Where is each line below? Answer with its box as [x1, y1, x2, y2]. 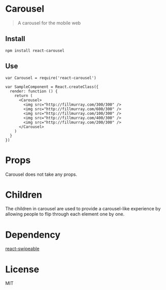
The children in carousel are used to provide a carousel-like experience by [5, 206, 161, 212]
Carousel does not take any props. [5, 171, 78, 177]
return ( [14, 93, 33, 98]
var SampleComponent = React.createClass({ [5, 84, 99, 89]
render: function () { [10, 88, 58, 94]
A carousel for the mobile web [17, 20, 81, 26]
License [5, 264, 40, 275]
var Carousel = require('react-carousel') [5, 75, 96, 80]
